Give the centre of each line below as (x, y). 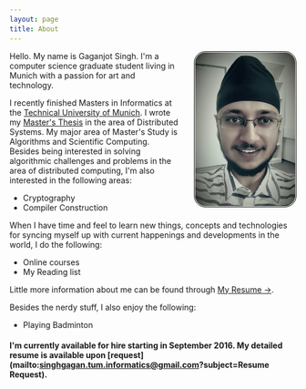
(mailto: (25, 365)
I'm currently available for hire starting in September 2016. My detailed (146, 345)
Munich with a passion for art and (72, 75)
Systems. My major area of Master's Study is (93, 131)
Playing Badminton (58, 324)
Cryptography (49, 198)
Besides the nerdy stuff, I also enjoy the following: (103, 307)
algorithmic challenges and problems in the (90, 160)
